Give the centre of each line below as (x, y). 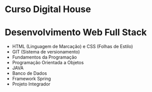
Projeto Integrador (31, 84)
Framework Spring (32, 79)
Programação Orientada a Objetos (48, 63)
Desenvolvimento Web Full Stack (76, 33)
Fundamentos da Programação (44, 57)
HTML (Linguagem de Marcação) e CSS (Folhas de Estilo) (72, 47)
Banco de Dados (29, 73)
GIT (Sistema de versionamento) (46, 52)
